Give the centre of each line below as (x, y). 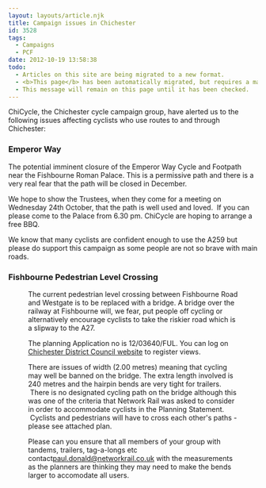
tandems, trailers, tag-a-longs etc (83, 450)
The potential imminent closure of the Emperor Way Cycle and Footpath (125, 167)
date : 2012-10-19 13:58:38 (53, 60)
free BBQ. (24, 224)
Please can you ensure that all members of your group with (124, 441)
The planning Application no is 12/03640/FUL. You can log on (128, 343)
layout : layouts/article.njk (56, 15)
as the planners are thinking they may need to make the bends (130, 467)
